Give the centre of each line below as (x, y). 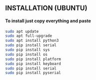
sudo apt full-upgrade (29, 36)
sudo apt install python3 (32, 41)
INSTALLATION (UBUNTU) (46, 8)
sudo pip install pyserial (33, 73)
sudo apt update (22, 31)
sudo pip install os (27, 54)
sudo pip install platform (33, 59)
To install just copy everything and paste (48, 21)
